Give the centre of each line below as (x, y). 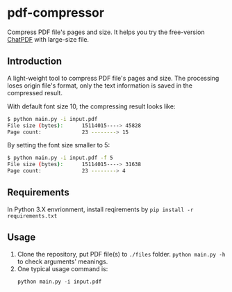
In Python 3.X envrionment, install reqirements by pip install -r (100, 209)
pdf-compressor (56, 13)
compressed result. (35, 92)
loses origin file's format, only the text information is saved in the (100, 86)
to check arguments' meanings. (63, 261)
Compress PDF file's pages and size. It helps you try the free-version (106, 32)
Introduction (35, 62)
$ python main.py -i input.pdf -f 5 (60, 158)
